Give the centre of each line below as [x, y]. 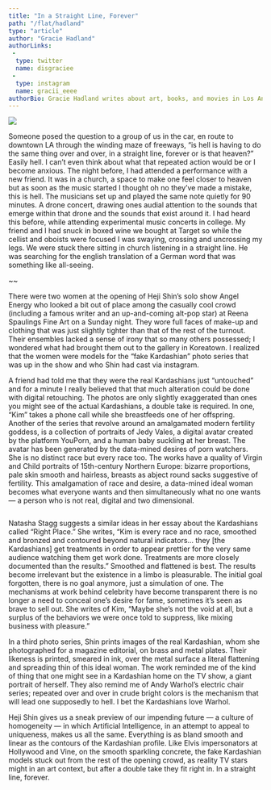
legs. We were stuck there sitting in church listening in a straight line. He [128, 248]
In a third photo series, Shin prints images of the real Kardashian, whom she [134, 642]
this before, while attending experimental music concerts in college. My [127, 222]
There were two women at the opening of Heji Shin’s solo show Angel [124, 296]
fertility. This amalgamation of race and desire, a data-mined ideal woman [131, 483]
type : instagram [43, 83]
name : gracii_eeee [47, 91]
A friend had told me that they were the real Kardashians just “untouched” [131, 381]
